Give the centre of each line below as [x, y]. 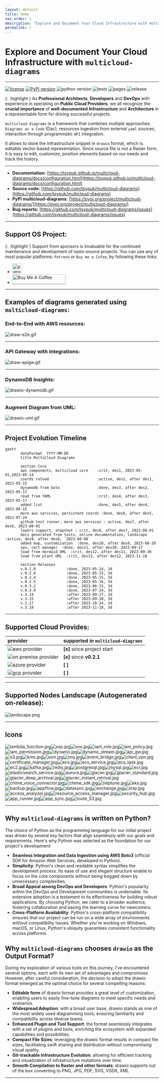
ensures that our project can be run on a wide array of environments [81, 917]
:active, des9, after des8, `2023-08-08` [48, 539]
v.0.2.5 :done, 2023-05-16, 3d [66, 582]
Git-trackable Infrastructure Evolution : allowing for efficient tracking [82, 1055]
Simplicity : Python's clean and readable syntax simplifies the [74, 866]
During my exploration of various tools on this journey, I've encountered [77, 968]
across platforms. [30, 933]
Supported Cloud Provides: [47, 627]
